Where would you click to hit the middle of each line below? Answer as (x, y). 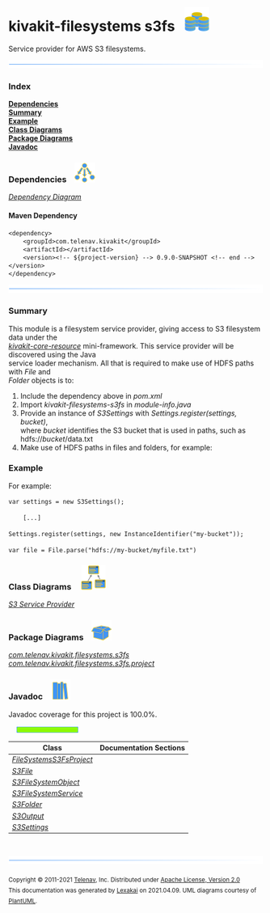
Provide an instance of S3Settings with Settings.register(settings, (128, 413)
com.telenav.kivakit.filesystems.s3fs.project (82, 664)
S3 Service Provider (42, 604)
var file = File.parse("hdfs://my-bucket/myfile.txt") (103, 550)
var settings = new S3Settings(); (67, 501)
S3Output (28, 816)
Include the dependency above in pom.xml (91, 395)
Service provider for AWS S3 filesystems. (77, 49)
